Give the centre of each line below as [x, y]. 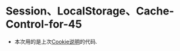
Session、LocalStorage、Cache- [90, 11]
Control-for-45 [44, 24]
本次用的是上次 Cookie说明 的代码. [56, 41]
